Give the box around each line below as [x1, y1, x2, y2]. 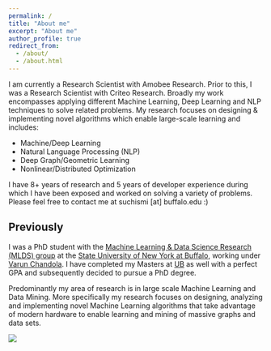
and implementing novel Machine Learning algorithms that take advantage [8, 301, 256, 310]
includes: [8, 122, 39, 132]
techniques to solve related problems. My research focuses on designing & [8, 105, 258, 114]
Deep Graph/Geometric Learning [19, 155, 130, 165]
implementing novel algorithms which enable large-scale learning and [8, 113, 241, 123]
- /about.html [15, 58, 63, 66]
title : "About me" [8, 19, 70, 28]
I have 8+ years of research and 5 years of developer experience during [8, 179, 248, 189]
